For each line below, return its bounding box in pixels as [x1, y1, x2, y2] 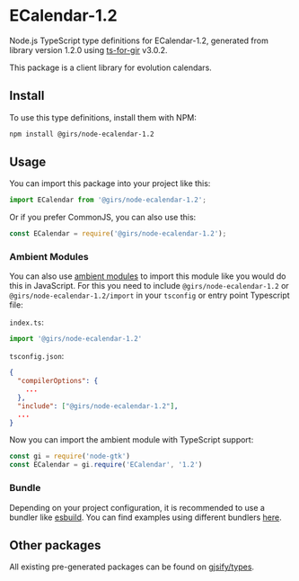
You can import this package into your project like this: [9, 178, 211, 189]
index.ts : [9, 317, 45, 328]
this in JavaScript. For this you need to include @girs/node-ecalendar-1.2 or [9, 281, 289, 291]
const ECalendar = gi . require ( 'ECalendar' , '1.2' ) [9, 460, 203, 469]
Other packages [9, 537, 101, 553]
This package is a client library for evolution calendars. [9, 62, 213, 73]
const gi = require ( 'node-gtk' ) [9, 451, 130, 461]
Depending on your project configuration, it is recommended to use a [9, 502, 265, 513]
